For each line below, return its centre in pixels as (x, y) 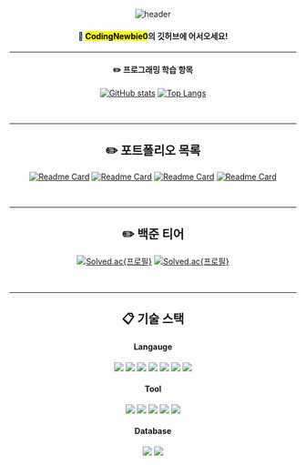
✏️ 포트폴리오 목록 (153, 150)
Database (153, 431)
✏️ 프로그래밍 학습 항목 (153, 69)
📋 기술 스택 (153, 319)
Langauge (153, 347)
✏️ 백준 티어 (153, 233)
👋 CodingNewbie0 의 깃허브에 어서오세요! (153, 35)
